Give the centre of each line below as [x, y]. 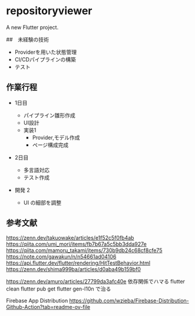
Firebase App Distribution [37, 301]
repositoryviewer [49, 11]
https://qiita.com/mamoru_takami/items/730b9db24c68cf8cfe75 [84, 250]
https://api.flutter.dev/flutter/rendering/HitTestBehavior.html [78, 263]
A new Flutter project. [32, 27]
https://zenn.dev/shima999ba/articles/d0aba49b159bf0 [74, 269]
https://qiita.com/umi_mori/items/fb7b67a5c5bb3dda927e [77, 244]
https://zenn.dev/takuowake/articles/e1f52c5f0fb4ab [70, 237]
